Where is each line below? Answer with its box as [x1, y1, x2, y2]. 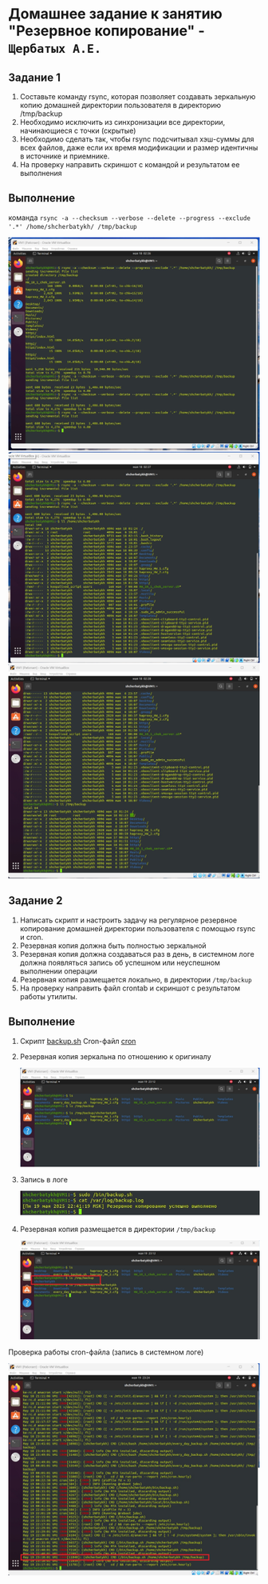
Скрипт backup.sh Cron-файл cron [19, 1036, 136, 1046]
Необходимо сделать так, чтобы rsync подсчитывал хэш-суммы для [19, 134, 254, 144]
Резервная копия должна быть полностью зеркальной [19, 941, 207, 950]
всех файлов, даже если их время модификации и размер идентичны [19, 143, 258, 152]
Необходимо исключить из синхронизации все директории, [19, 118, 226, 126]
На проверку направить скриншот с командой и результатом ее [19, 160, 240, 169]
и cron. [19, 932, 44, 942]
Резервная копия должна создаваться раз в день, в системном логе [19, 949, 255, 958]
